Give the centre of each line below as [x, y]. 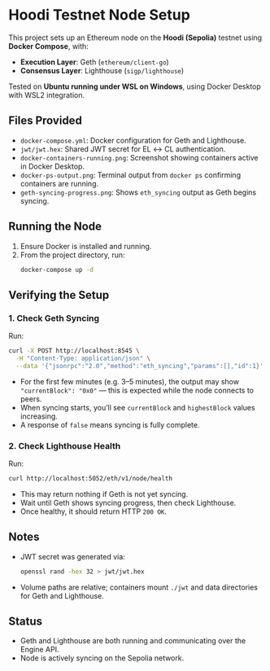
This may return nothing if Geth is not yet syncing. [104, 493]
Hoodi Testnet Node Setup [100, 15]
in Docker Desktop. [52, 166]
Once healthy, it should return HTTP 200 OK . [94, 511]
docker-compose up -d [57, 270]
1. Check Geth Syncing [54, 318]
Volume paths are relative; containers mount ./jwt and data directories [139, 587]
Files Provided [46, 121]
